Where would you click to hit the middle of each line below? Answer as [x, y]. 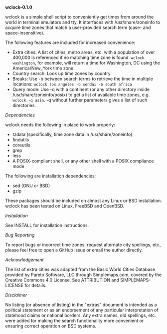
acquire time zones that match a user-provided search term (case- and [78, 27]
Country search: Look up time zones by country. [62, 73]
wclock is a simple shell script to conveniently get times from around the [80, 17]
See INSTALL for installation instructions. [47, 225]
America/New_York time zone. [43, 68]
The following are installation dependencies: [51, 176]
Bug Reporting [20, 235]
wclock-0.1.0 [19, 7]
